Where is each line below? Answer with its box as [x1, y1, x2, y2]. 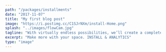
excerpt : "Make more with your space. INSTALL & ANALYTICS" [5, 35, 132, 40]
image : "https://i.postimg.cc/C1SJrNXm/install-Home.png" [5, 21, 127, 26]
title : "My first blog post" [5, 16, 65, 21]
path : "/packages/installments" [5, 7, 72, 12]
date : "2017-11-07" [5, 12, 45, 17]
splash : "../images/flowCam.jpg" [5, 26, 74, 31]
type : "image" [5, 40, 35, 45]
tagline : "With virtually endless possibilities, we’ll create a [5, 30, 142, 35]
